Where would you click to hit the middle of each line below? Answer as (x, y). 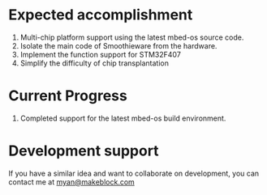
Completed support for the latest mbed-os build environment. (123, 118)
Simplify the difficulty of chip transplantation (94, 63)
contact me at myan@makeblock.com (72, 182)
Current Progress (68, 96)
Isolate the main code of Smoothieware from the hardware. (118, 45)
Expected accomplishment (101, 15)
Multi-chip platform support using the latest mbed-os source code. (132, 37)
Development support (84, 151)
